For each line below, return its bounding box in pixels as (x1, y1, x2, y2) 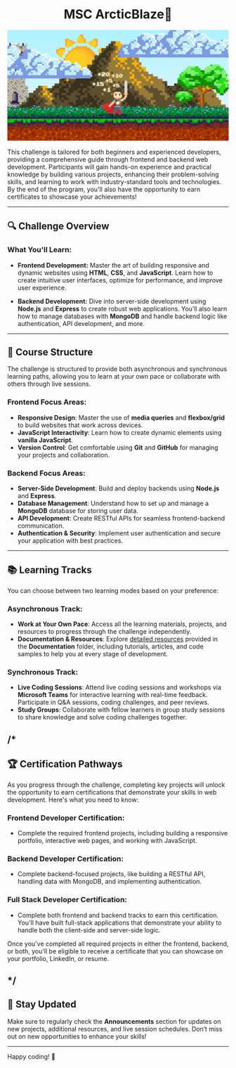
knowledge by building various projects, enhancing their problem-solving (7, 170, 219, 178)
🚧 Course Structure (7, 346, 93, 358)
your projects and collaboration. (17, 450, 110, 459)
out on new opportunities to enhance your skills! (7, 1032, 147, 1041)
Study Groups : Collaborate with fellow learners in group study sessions (17, 705, 225, 714)
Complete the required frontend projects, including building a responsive (17, 828, 228, 837)
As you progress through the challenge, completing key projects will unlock (7, 780, 225, 789)
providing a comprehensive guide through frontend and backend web (7, 155, 209, 164)
